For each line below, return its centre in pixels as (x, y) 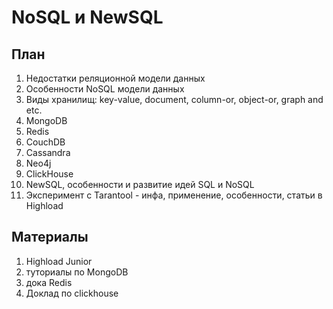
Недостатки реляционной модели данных (115, 78)
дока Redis (49, 282)
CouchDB (45, 142)
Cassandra (48, 152)
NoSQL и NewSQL (87, 17)
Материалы (50, 237)
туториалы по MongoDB (77, 272)
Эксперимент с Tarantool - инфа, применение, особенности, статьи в (174, 195)
